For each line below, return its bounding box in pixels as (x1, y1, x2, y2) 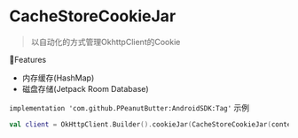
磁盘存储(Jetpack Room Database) (21, 83, 149, 94)
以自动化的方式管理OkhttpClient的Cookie (30, 36, 181, 47)
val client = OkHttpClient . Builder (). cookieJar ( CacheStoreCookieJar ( (9, 119, 272, 129)
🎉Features (9, 54, 47, 65)
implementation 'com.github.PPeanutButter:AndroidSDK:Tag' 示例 (9, 102, 250, 112)
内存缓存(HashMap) (21, 73, 95, 83)
